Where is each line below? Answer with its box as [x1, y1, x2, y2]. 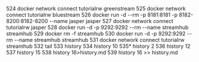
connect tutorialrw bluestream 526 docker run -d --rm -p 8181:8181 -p [6, 11, 178, 18]
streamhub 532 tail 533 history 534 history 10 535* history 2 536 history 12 [6, 43, 191, 50]
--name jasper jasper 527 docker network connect [49, 18, 174, 24]
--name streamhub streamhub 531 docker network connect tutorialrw [14, 37, 185, 43]
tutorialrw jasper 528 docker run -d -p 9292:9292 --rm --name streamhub [6, 24, 189, 31]
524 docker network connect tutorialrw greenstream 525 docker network [6, 5, 186, 12]
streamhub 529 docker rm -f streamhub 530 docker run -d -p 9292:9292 [6, 30, 186, 37]
